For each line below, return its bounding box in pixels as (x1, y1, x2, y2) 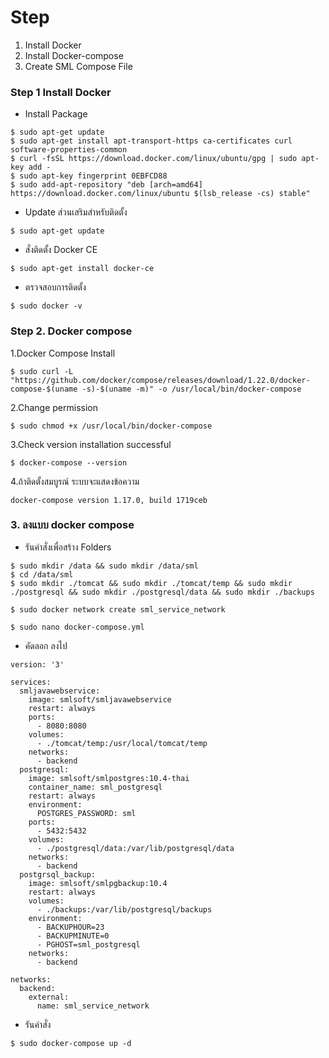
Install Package (24, 108, 88, 120)
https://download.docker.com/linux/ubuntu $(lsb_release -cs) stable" (10, 189, 311, 199)
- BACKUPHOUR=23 (36, 922, 105, 932)
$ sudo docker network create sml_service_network (10, 604, 226, 615)
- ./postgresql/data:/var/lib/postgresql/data (36, 843, 235, 853)
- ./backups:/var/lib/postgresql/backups (36, 904, 213, 915)
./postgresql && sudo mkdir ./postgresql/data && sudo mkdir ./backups (10, 587, 315, 597)
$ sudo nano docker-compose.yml (10, 622, 145, 632)
